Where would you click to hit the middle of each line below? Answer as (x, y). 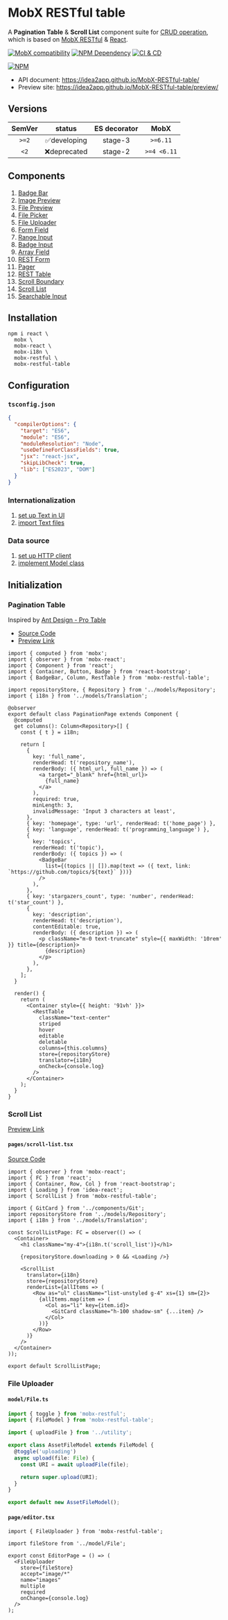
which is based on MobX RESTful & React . (68, 39)
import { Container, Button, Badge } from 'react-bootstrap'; (99, 671)
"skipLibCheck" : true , (53, 463)
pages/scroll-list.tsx (41, 1144)
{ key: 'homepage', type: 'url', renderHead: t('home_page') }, (121, 823)
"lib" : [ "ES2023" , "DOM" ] (58, 470)
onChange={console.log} (55, 1598)
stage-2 (116, 151)
